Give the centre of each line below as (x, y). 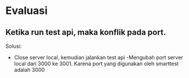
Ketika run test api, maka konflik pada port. (86, 32)
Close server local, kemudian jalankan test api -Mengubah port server (98, 57)
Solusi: (14, 46)
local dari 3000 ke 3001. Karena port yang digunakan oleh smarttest (96, 63)
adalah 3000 (29, 70)
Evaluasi (27, 11)
